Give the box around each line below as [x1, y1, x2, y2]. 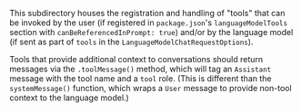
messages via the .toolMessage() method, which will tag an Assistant [9, 63, 272, 74]
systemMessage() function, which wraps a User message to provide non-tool [9, 83, 293, 93]
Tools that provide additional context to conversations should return [9, 54, 264, 64]
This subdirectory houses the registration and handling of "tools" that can [9, 8, 286, 18]
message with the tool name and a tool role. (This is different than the [9, 73, 272, 84]
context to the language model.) [9, 92, 129, 103]
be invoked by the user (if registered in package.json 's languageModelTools [9, 17, 288, 28]
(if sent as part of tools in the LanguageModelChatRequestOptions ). [9, 36, 254, 47]
